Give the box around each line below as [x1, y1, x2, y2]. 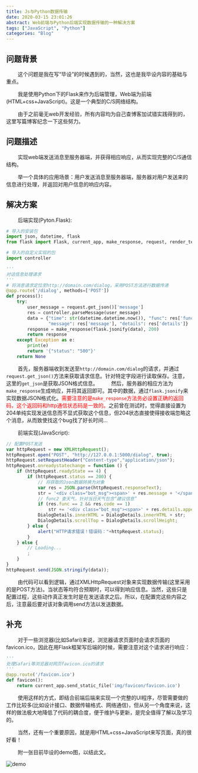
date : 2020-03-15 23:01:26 [6, 14, 72, 20]
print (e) [27, 343, 49, 348]
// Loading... [27, 545, 62, 551]
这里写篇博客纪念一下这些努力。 [6, 117, 84, 124]
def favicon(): [6, 677, 44, 683]
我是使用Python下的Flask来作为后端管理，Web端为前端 [17, 90, 152, 97]
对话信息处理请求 [6, 271, 42, 277]
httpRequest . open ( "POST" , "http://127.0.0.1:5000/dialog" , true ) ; [6, 452, 173, 458]
